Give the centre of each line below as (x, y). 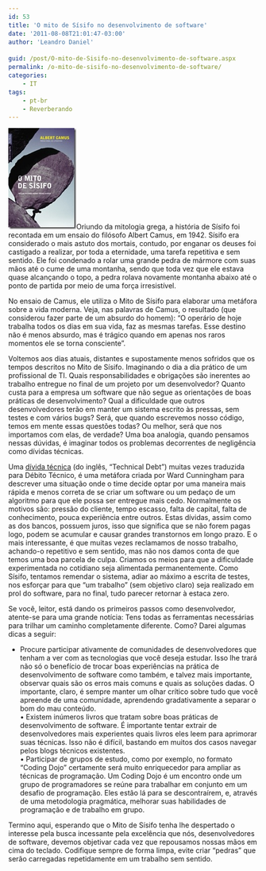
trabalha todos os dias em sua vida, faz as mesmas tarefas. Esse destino (127, 326)
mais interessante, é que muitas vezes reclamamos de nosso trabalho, (123, 543)
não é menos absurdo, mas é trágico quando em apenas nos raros (117, 335)
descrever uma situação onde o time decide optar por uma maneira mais (127, 484)
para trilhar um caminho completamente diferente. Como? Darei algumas (127, 626)
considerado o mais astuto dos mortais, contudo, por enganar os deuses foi (132, 244)
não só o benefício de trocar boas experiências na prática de (120, 666)
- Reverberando (48, 109)
